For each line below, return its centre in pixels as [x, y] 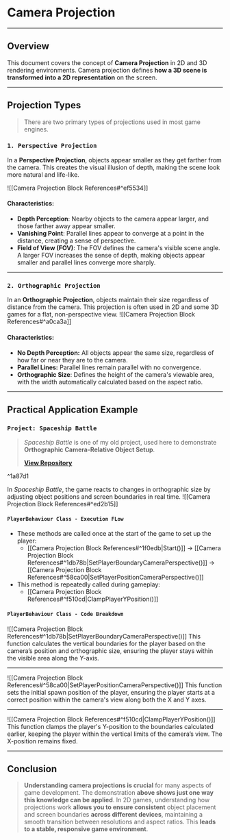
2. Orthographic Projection [54, 285]
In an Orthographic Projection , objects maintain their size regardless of [108, 300]
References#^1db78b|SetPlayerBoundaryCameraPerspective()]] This [104, 636]
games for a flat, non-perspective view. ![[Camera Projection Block [101, 314]
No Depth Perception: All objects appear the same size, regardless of [115, 353]
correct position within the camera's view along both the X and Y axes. [107, 700]
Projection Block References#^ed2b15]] [63, 504]
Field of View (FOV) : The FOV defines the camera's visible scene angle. [118, 248]
